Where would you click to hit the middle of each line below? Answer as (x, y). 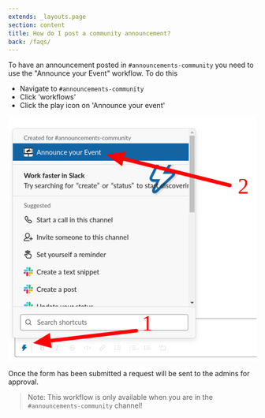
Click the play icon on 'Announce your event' (92, 106)
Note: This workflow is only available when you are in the (120, 397)
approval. (24, 382)
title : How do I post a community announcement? (90, 33)
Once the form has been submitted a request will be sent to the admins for (129, 373)
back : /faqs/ (30, 42)
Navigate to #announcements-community (82, 89)
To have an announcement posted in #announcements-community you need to (131, 65)
